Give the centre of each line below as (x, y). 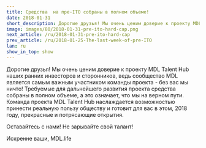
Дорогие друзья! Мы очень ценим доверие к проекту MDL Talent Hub (98, 69)
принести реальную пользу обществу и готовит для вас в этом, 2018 (97, 108)
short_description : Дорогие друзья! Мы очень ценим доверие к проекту (98, 23)
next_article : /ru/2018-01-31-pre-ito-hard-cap (68, 35)
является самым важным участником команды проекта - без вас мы (97, 82)
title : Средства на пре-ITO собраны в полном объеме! (78, 12)
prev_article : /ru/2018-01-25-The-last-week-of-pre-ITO (79, 40)
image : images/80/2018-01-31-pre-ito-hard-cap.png (72, 29)
